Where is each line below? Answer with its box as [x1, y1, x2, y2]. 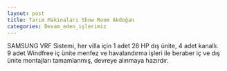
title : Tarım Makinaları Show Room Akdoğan [7, 17, 135, 23]
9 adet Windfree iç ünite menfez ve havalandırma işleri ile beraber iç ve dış [7, 49, 220, 57]
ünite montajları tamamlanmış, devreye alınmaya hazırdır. [7, 57, 169, 65]
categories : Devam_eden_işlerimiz [7, 23, 107, 30]
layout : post [7, 10, 45, 17]
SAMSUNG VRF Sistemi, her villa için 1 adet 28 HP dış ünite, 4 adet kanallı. [7, 42, 219, 50]
